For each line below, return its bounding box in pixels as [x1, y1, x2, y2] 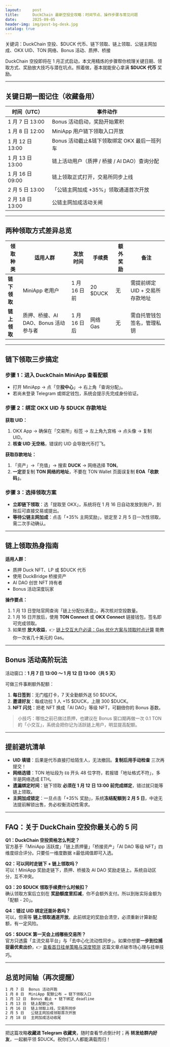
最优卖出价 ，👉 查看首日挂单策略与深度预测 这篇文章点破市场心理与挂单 [9, 944, 159, 950]
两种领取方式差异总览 [5, 226, 72, 235]
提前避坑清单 [5, 743, 46, 751]
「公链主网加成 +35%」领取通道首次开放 [52, 186, 149, 193]
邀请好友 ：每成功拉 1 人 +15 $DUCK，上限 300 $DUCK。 [12, 698, 131, 704]
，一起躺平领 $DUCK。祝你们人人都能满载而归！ [10, 1036, 111, 1042]
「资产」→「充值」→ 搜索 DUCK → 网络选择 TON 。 [12, 462, 121, 468]
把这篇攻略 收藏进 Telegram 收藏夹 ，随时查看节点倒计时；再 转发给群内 [5, 1030, 153, 1036]
